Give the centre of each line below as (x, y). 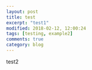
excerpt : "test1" (28, 23)
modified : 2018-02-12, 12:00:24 (46, 28)
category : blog (25, 45)
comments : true (25, 39)
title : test (21, 17)
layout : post (22, 12)
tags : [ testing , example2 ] (39, 34)
